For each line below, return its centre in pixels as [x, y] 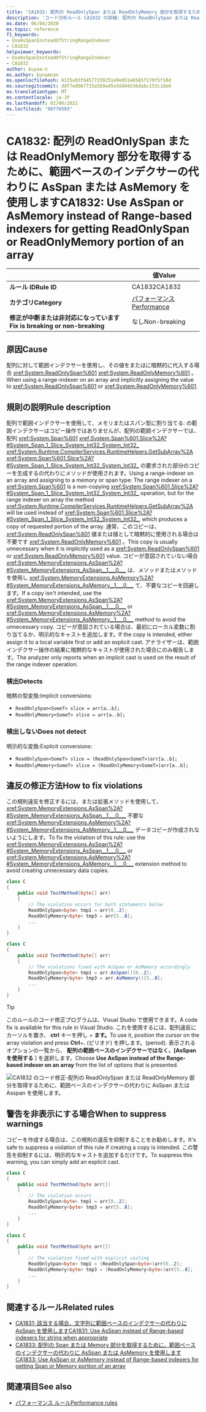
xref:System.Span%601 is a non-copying [58, 487]
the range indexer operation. [42, 664]
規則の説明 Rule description [59, 407]
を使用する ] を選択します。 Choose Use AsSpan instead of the [86, 1058]
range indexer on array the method [50, 499]
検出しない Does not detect [46, 732]
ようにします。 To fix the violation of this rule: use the [78, 838]
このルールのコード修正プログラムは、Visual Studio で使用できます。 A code [102, 1019]
